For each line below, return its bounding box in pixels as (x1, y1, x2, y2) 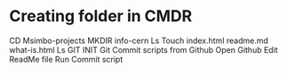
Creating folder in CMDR (9, 6, 193, 26)
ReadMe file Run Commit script (9, 54, 124, 64)
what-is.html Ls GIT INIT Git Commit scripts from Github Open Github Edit (9, 44, 278, 55)
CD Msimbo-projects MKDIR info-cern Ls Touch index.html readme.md (9, 35, 269, 46)
